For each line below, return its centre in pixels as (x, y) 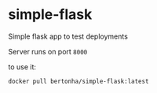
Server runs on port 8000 (48, 51)
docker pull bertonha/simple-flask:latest (78, 81)
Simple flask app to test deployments (68, 36)
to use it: (22, 67)
